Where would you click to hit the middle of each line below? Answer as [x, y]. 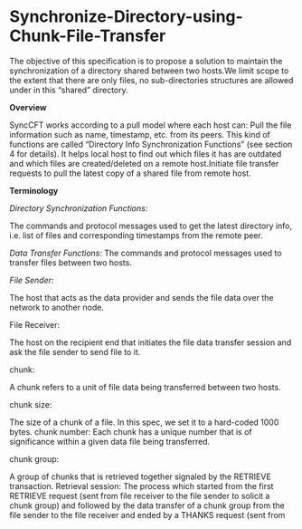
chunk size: [31, 404]
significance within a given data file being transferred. [110, 441]
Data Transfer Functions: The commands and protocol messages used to [146, 253]
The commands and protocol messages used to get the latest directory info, [151, 226]
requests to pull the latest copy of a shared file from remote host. [130, 173]
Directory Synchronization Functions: [79, 208]
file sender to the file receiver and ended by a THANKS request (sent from [147, 515]
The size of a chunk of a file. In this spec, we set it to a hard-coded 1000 [144, 422]
